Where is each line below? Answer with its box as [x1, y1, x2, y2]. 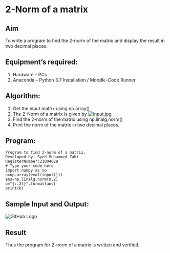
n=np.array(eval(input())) [5, 173, 63, 178]
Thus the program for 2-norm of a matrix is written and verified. [5, 242, 140, 248]
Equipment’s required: [5, 58, 78, 67]
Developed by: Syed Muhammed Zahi [5, 155, 79, 160]
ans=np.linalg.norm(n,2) [5, 177, 58, 182]
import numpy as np [5, 168, 47, 173]
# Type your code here [5, 163, 54, 168]
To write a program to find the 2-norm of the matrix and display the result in [5, 37, 165, 44]
